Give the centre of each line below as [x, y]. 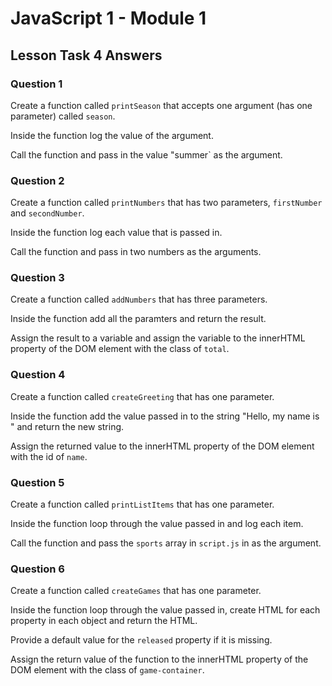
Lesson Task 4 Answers [86, 55]
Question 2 [37, 180]
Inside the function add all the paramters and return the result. [138, 319]
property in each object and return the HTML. [104, 621]
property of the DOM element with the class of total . [120, 349]
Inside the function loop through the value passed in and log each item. [157, 524]
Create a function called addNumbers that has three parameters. [139, 299]
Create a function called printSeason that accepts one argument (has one [161, 105]
